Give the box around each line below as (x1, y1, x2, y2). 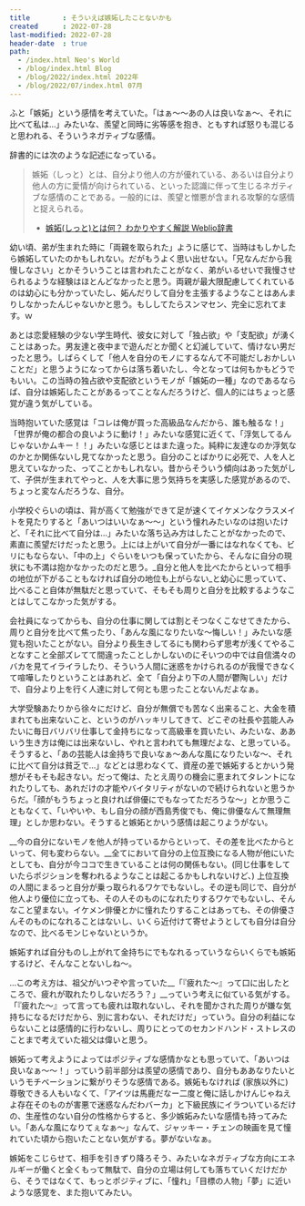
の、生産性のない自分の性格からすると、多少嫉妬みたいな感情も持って (9, 1110, 272, 1121)
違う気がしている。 (25, 397, 97, 408)
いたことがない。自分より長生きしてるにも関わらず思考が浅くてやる (33, 638, 289, 649)
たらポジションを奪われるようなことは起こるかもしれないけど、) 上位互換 (16, 870, 290, 881)
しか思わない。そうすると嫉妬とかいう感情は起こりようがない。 (33, 816, 273, 827)
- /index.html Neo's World (17, 56, 120, 65)
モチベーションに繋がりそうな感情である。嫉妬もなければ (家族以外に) (25, 1076, 289, 1087)
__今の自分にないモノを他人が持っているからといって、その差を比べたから (9, 835, 287, 847)
